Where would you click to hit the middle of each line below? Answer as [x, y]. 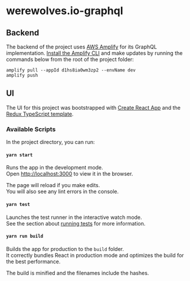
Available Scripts [31, 129]
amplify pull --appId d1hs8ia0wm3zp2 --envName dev [71, 70]
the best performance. [33, 262]
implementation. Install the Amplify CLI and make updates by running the [94, 53]
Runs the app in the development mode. [55, 168]
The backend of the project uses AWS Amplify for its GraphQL [82, 47]
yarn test [18, 204]
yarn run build [25, 236]
